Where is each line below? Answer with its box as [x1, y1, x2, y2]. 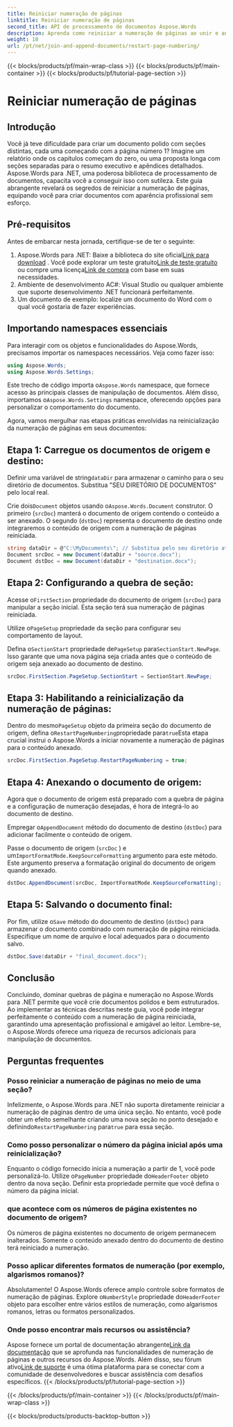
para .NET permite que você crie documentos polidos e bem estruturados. [7, 998, 220, 1006]
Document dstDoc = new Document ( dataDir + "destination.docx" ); [7, 557, 197, 564]
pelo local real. [7, 488, 50, 497]
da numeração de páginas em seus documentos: [7, 424, 147, 432]
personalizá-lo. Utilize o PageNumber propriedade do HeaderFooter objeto [7, 1172, 209, 1180]
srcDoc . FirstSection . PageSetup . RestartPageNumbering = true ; [7, 757, 188, 764]
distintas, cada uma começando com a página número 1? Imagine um [7, 147, 205, 155]
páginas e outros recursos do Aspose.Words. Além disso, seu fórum [7, 1355, 202, 1364]
